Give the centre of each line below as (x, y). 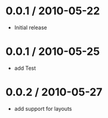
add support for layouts (43, 108)
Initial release (30, 27)
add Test (25, 68)
